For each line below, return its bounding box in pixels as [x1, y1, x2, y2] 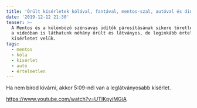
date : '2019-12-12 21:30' [6, 14, 69, 20]
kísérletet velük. [11, 36, 57, 41]
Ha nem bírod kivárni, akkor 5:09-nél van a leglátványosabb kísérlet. [6, 84, 171, 91]
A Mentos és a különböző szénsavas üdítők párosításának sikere [11, 25, 172, 31]
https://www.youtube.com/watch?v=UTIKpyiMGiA [6, 96, 127, 103]
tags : [6, 41, 19, 47]
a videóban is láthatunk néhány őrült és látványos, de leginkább [11, 30, 177, 36]
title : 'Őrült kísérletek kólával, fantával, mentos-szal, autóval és [6, 8, 182, 15]
